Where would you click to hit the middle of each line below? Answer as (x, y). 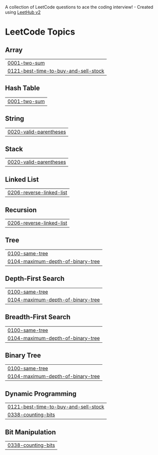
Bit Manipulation (30, 432)
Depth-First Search (35, 279)
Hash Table (22, 88)
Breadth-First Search (38, 317)
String (15, 119)
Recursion (21, 210)
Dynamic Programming (41, 394)
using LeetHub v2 (23, 12)
